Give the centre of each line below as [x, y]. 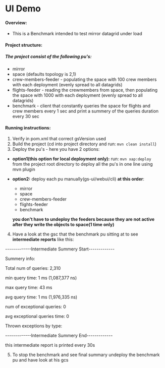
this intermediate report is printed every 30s [50, 345]
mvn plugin [24, 170]
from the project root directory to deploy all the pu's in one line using [82, 164]
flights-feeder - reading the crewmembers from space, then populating [85, 90]
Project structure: [24, 45]
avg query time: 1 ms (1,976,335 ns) [41, 297]
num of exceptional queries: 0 [36, 307]
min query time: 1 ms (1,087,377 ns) [41, 278]
